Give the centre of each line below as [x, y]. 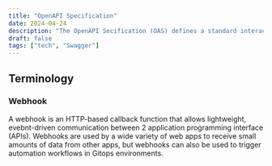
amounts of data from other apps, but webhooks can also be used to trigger [135, 144]
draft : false [30, 38]
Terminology [41, 79]
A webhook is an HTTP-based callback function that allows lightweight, [127, 118]
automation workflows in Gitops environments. [86, 153]
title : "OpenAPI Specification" [63, 16]
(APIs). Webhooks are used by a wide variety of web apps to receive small [132, 136]
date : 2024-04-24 [38, 23]
